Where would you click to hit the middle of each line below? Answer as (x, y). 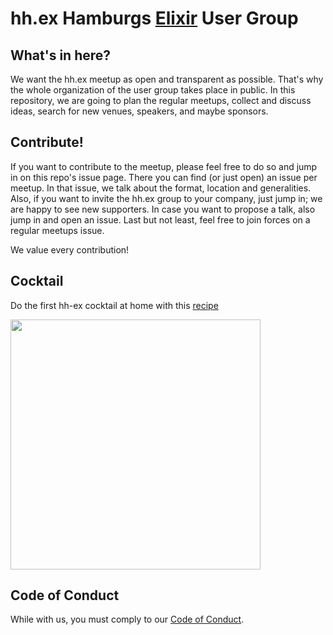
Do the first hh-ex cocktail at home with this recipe (114, 305)
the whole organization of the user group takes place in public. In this (153, 90)
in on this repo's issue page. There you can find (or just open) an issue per (164, 177)
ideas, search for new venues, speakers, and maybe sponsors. (139, 111)
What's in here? (61, 55)
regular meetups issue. (57, 230)
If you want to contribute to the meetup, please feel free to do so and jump (164, 166)
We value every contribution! (70, 249)
